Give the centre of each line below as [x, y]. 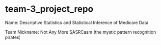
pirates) [13, 37]
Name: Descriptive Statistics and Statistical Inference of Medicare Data [77, 22]
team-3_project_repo [49, 9]
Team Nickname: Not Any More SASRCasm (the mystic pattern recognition [80, 32]
